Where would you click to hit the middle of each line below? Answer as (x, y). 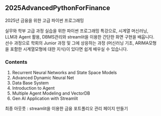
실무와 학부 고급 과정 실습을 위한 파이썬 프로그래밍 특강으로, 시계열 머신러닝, (77, 31)
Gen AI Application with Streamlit (45, 98)
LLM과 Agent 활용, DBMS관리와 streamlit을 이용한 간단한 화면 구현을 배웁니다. (80, 37)
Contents (16, 62)
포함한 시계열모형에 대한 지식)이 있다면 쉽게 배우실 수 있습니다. (69, 49)
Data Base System (30, 83)
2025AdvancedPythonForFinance (58, 8)
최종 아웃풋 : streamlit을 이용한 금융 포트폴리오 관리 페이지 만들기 (67, 109)
